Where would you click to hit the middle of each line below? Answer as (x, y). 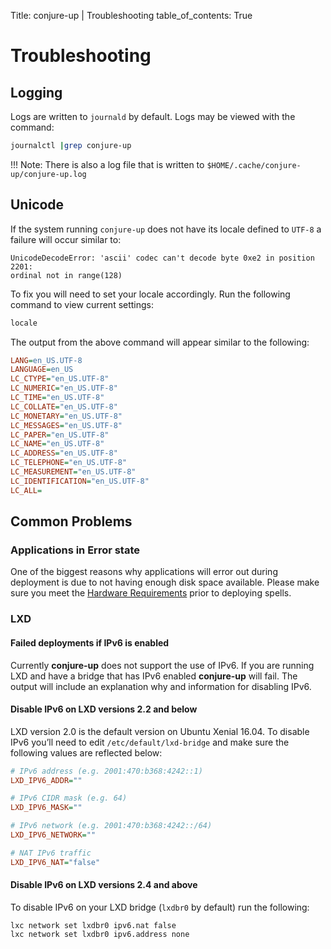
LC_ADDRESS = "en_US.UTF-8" (64, 453)
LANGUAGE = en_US (42, 370)
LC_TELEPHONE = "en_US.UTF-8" (69, 463)
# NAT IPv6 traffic (51, 853)
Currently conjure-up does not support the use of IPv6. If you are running (162, 665)
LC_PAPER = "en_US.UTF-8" (60, 435)
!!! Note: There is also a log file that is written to (107, 164)
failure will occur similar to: (66, 239)
